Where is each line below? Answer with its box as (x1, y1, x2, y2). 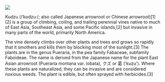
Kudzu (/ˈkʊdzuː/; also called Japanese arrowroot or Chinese (5, 14, 129, 20)
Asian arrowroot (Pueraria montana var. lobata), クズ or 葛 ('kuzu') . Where (5, 60, 155, 66)
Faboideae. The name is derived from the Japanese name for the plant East (5, 55, 159, 60)
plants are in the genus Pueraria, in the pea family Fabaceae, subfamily (5, 50, 149, 55)
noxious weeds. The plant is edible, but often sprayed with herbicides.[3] (5, 71, 154, 77)
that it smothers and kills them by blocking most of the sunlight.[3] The (5, 44, 149, 50)
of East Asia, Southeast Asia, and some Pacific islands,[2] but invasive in (5, 25, 153, 30)
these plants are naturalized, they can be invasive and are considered (5, 66, 146, 72)
